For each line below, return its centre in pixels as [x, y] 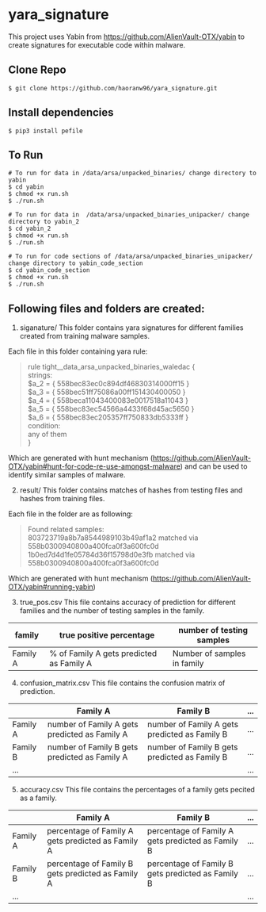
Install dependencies [61, 113]
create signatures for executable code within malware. [97, 44]
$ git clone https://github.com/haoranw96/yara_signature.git [113, 88]
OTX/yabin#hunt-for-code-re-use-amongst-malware [94, 466]
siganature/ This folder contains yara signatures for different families [131, 328]
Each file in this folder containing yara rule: [78, 351]
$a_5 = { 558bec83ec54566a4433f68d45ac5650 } [111, 409]
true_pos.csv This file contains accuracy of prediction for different [127, 602]
